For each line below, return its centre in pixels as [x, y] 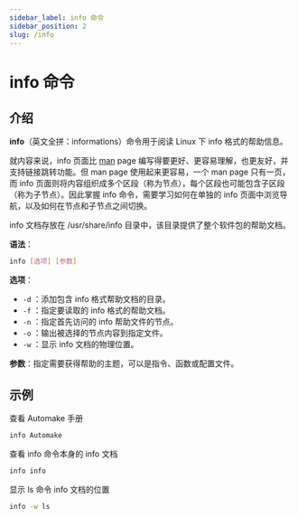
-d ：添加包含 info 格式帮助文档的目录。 [96, 299]
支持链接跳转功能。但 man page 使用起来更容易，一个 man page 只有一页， [150, 172]
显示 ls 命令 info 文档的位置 [60, 489]
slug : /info [32, 34]
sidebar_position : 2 [48, 26]
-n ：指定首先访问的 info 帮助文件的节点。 [100, 322]
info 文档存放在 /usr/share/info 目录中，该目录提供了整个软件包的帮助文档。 [150, 225]
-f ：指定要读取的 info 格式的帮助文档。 [96, 311]
